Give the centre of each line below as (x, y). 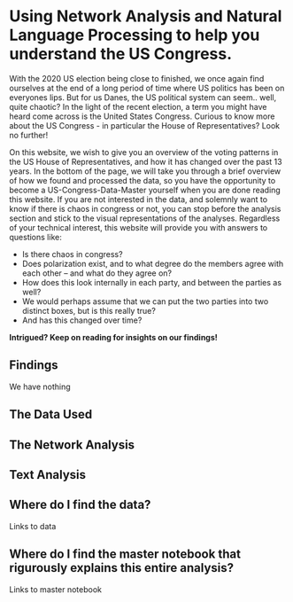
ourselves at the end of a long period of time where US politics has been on (147, 88)
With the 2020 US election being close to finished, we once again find (137, 78)
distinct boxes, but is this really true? (89, 310)
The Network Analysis (72, 445)
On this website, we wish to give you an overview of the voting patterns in (144, 152)
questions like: (35, 237)
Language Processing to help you (135, 35)
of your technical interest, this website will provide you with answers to (139, 227)
